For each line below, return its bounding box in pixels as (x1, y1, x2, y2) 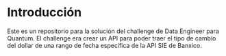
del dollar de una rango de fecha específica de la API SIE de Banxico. (7, 41, 202, 49)
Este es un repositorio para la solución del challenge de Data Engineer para (7, 27, 219, 35)
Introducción (7, 5, 82, 20)
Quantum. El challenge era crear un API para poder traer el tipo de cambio (7, 34, 216, 42)
